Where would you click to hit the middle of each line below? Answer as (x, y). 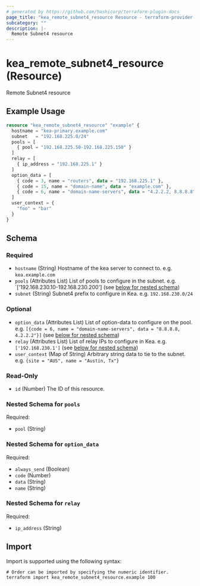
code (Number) (33, 475)
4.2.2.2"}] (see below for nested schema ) (67, 335)
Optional (19, 309)
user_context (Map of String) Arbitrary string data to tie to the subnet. (100, 354)
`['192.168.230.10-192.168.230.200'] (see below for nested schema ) (97, 287)
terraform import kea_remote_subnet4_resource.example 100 (81, 577)
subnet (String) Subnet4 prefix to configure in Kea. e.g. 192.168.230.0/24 (104, 294)
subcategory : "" (26, 23)
